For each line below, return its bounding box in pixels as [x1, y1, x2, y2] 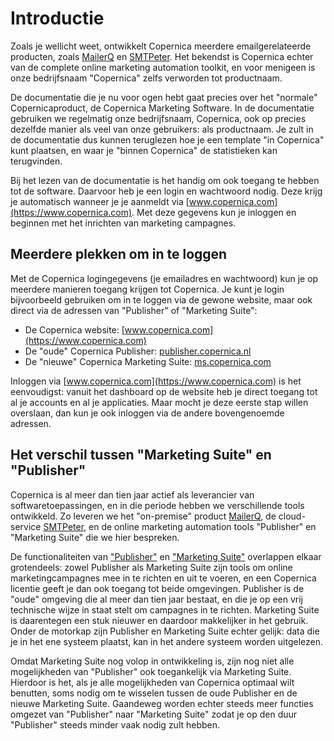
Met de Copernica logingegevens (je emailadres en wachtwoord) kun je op [10, 272, 319, 284]
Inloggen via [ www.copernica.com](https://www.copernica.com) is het [10, 375, 302, 387]
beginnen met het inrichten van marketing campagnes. [10, 217, 237, 229]
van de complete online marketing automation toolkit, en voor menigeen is [10, 61, 316, 73]
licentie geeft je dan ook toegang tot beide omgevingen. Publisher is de [10, 582, 305, 594]
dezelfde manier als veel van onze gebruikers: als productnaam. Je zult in [10, 123, 314, 135]
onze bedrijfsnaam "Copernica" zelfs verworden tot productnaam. [10, 72, 283, 84]
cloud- [278, 510, 306, 522]
